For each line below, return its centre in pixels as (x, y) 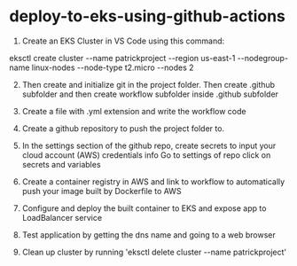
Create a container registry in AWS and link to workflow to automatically (153, 181)
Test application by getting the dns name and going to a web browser (149, 235)
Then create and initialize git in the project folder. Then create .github (148, 84)
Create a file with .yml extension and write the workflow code (134, 111)
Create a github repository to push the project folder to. (123, 128)
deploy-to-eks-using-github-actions (148, 16)
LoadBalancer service (62, 217)
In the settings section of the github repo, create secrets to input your (149, 145)
